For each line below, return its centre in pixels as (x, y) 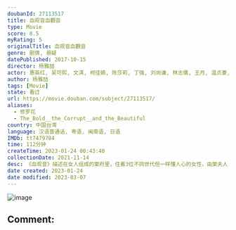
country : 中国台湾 (32, 125)
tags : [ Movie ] (28, 86)
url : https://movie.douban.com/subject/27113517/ (81, 99)
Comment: (31, 219)
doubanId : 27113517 (36, 14)
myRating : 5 (25, 40)
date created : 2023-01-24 (45, 171)
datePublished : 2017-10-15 (47, 60)
